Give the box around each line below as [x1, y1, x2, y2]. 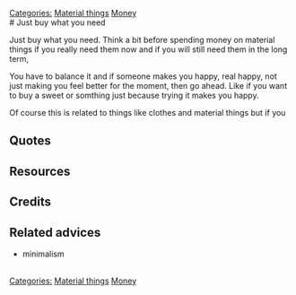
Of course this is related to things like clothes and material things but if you [9, 108, 286, 117]
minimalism [22, 248, 65, 259]
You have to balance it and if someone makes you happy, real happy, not [9, 71, 278, 82]
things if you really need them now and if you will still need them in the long [9, 44, 288, 55]
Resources [9, 163, 71, 178]
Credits [9, 195, 52, 210]
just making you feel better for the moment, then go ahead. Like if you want [9, 81, 288, 91]
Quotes [9, 134, 52, 149]
